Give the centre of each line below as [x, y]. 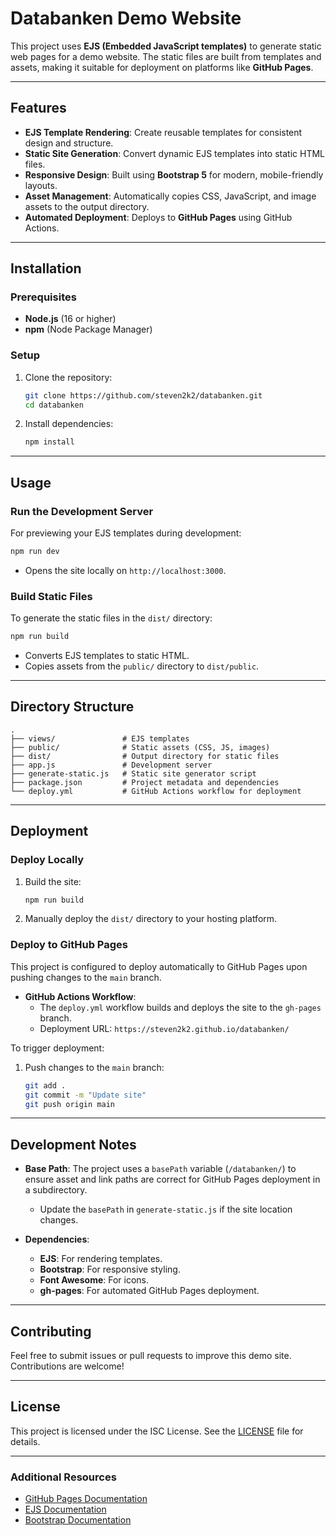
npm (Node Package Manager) [88, 329]
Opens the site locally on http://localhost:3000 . [125, 570]
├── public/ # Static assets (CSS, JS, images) [140, 747]
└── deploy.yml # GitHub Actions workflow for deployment [156, 791]
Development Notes [73, 1144]
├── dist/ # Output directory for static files [145, 756]
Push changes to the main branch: [94, 1067]
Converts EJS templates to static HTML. [107, 656]
